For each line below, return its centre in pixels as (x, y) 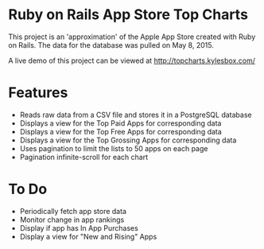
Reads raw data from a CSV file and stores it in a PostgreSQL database (136, 115)
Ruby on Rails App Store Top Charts (128, 15)
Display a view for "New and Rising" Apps (88, 236)
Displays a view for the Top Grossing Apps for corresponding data (128, 140)
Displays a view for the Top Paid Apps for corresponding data (120, 123)
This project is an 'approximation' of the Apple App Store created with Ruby (132, 37)
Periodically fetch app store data (73, 211)
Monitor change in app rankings (72, 220)
